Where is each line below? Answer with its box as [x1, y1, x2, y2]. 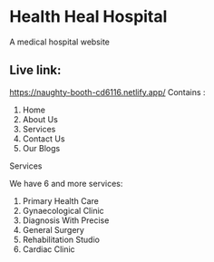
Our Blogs [22, 142, 61, 153]
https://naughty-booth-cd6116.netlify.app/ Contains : [9, 86, 206, 97]
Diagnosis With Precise [22, 215, 110, 226]
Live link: [9, 63, 62, 78]
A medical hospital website [9, 36, 111, 47]
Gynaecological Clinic [22, 205, 104, 216]
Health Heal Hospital [9, 6, 168, 27]
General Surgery [22, 224, 84, 235]
